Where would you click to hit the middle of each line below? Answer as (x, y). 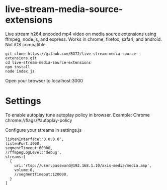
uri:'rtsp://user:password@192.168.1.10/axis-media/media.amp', (83, 165)
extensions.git (21, 58)
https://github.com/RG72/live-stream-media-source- (83, 54)
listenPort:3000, (23, 144)
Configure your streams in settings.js (44, 130)
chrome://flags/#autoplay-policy (39, 120)
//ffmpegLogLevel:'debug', (33, 152)
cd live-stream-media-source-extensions (48, 62)
